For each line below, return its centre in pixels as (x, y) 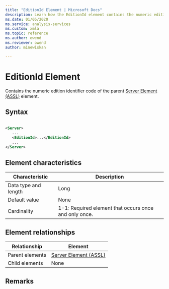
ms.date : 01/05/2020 (27, 19)
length (15, 192)
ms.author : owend (23, 38)
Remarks (20, 281)
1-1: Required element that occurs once (106, 208)
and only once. (75, 214)
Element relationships (40, 232)
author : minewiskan (26, 47)
